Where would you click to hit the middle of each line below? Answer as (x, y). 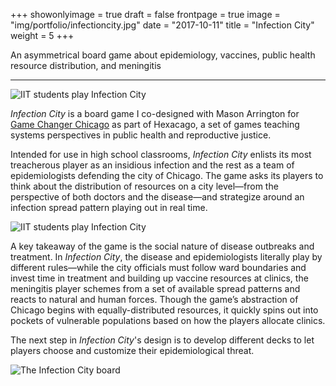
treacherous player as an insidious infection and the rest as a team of (152, 165)
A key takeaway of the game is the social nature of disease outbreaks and (162, 246)
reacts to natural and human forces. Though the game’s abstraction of (154, 299)
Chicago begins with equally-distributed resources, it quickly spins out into (164, 310)
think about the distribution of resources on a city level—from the (144, 186)
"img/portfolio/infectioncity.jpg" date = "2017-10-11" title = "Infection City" (162, 25)
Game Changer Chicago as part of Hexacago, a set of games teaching (155, 124)
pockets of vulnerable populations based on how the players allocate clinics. (168, 320)
